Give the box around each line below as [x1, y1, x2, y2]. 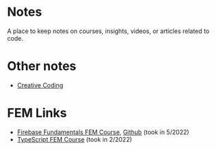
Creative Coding [16, 81, 64, 89]
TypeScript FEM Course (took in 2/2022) [16, 135, 132, 143]
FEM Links [7, 105, 67, 121]
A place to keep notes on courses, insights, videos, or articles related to [7, 27, 210, 35]
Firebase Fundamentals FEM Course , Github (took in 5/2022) [16, 128, 190, 136]
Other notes [7, 58, 77, 74]
